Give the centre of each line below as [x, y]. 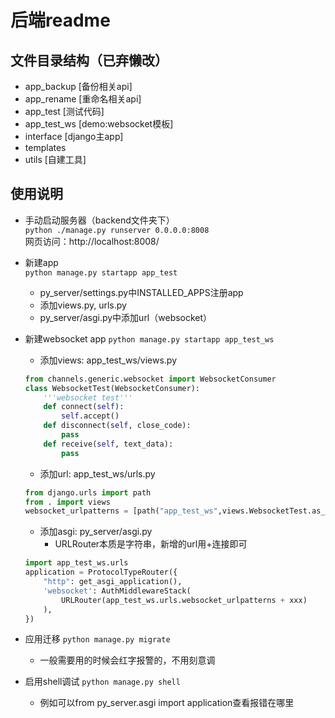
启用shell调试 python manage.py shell [102, 682]
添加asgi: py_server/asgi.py [96, 532]
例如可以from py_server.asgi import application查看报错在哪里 [167, 703]
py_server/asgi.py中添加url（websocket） [126, 317]
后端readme [60, 20]
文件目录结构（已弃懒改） [89, 60]
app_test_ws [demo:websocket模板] [99, 124]
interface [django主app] [74, 136]
